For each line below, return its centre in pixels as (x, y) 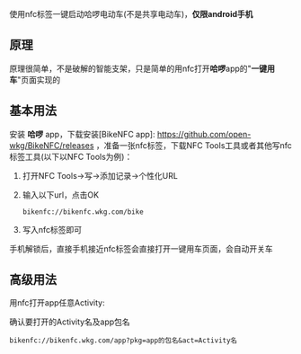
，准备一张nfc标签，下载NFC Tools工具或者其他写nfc (194, 145)
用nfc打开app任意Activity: (57, 303)
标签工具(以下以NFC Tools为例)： (71, 156)
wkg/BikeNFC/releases (52, 145)
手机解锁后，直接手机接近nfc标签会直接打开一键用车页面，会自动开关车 (142, 248)
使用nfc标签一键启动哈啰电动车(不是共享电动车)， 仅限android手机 (131, 14)
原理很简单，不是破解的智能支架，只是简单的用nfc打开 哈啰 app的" (130, 68)
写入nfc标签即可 (52, 229)
